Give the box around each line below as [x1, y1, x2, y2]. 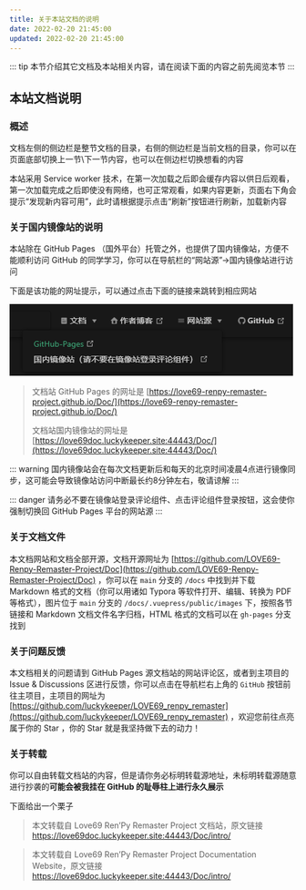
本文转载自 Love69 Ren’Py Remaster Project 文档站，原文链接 [31, 820, 263, 831]
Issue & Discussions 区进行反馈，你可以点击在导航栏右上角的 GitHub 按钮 [9, 679, 284, 690]
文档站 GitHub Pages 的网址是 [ [31, 386, 150, 397]
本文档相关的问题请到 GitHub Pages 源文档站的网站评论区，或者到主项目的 [9, 667, 290, 678]
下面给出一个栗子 [9, 801, 74, 812]
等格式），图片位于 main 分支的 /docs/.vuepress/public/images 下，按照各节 [9, 597, 293, 608]
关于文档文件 [9, 531, 66, 544]
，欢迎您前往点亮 [230, 711, 295, 721]
